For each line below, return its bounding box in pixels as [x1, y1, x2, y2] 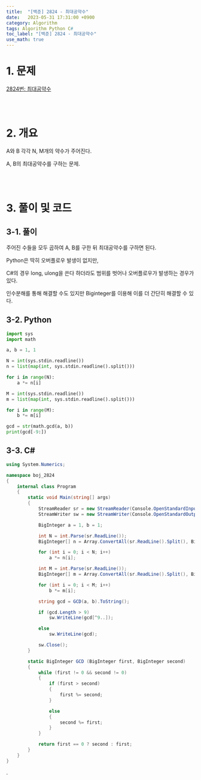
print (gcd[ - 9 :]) [6, 429, 47, 435]
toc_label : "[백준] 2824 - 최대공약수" [6, 31, 97, 37]
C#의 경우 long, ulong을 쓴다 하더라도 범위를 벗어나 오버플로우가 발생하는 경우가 [6, 269, 194, 276]
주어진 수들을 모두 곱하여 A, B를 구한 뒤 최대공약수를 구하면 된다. [6, 244, 157, 251]
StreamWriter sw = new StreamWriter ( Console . [38, 511, 154, 517]
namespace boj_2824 [6, 472, 55, 478]
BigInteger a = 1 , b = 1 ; [38, 522, 103, 528]
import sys [6, 331, 33, 337]
